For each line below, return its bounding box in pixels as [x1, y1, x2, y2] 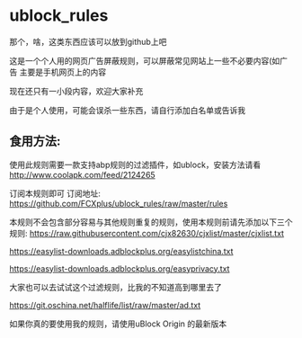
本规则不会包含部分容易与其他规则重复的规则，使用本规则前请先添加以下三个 [9, 217, 293, 227]
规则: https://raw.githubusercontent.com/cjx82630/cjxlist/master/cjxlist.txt [9, 227, 285, 238]
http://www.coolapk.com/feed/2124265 [9, 169, 155, 180]
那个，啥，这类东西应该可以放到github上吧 [9, 36, 167, 47]
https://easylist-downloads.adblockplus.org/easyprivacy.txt [9, 262, 230, 274]
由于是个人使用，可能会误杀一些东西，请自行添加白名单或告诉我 [9, 104, 245, 115]
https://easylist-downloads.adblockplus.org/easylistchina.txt [9, 245, 234, 256]
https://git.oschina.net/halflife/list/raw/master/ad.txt [9, 299, 201, 310]
